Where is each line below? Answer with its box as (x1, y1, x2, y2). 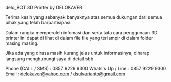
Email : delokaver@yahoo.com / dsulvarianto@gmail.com (5, 71, 125, 77)
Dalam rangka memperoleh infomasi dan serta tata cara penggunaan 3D (5, 30, 158, 35)
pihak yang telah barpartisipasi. (5, 20, 72, 25)
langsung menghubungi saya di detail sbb (5, 56, 94, 62)
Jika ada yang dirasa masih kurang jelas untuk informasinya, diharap (5, 50, 150, 56)
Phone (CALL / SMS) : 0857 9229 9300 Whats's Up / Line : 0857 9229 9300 (5, 66, 166, 71)
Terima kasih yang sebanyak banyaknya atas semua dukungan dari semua (5, 14, 162, 20)
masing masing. (5, 40, 39, 46)
